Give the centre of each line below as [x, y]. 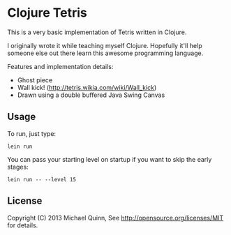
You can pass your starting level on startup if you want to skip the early [110, 159]
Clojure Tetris [47, 13]
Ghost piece [35, 80]
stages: [18, 167]
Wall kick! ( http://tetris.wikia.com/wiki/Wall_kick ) [87, 87]
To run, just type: [32, 133]
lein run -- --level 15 [42, 179]
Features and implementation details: [60, 66]
